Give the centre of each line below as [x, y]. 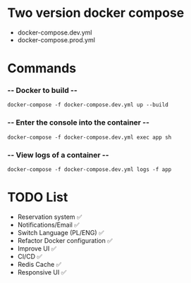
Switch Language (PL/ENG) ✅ [61, 232]
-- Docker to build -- [42, 91]
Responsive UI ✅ [42, 272]
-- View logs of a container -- [58, 155]
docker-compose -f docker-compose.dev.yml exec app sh [90, 137]
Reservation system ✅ [50, 217]
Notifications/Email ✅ [48, 225]
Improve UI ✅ [37, 249]
